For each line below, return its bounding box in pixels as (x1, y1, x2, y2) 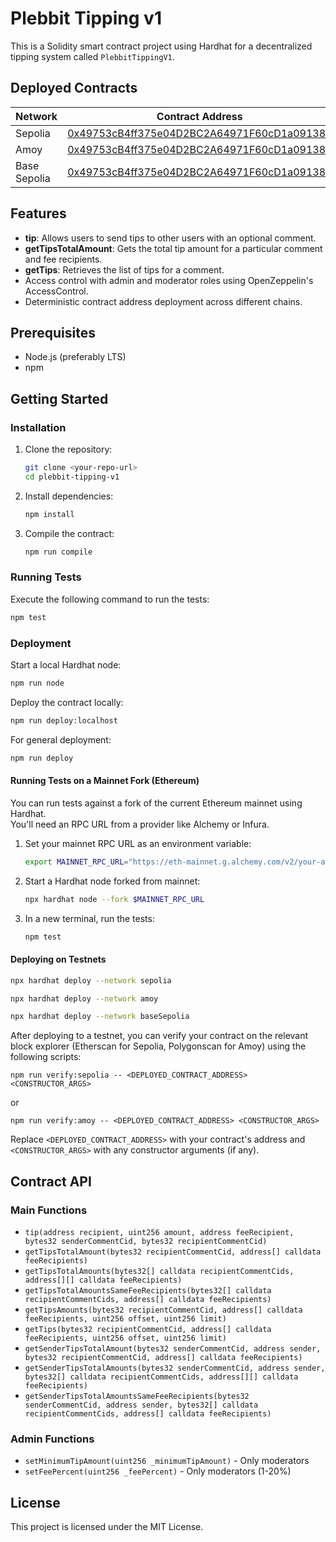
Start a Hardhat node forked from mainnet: (24, 875, 201, 887)
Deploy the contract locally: (10, 696, 124, 708)
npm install (24, 509, 75, 519)
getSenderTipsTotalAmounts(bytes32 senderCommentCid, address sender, (24, 1363, 326, 1373)
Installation (10, 420, 67, 434)
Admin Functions (10, 1432, 95, 1446)
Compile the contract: (24, 527, 115, 539)
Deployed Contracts (10, 80, 138, 97)
